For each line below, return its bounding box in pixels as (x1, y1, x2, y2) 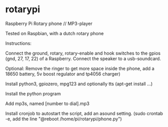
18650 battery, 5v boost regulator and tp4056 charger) (5, 70, 121, 77)
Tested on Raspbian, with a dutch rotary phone (5, 30, 104, 36)
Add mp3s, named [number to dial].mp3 (5, 100, 90, 107)
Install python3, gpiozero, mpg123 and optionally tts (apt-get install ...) (5, 81, 153, 87)
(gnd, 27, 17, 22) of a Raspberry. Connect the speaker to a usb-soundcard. (5, 55, 161, 62)
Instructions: (5, 40, 32, 46)
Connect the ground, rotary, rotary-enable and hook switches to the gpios (5, 50, 161, 56)
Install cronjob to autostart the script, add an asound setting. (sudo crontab (5, 110, 163, 116)
